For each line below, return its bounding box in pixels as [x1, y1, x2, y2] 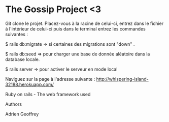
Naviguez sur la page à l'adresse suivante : [5, 76, 95, 82]
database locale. [5, 56, 40, 62]
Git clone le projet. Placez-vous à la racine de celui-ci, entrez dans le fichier [5, 20, 164, 26]
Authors [5, 101, 22, 107]
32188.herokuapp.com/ [5, 81, 54, 87]
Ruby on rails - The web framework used [5, 91, 91, 97]
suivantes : [5, 31, 28, 37]
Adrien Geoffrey [5, 111, 39, 117]
